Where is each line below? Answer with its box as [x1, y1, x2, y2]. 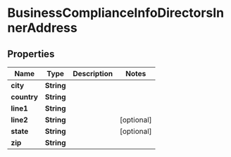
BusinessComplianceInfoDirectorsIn [7, 5, 225, 21]
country [11, 92, 39, 101]
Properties [7, 48, 55, 60]
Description [73, 69, 113, 78]
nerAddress [7, 20, 77, 36]
